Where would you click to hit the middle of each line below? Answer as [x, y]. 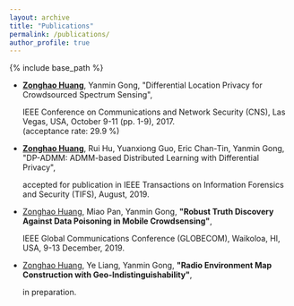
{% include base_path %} [56, 68]
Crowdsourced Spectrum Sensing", [87, 95]
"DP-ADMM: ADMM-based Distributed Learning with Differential [141, 158]
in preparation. [49, 293]
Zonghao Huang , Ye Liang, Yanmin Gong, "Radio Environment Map [147, 266]
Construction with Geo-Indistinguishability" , [107, 275]
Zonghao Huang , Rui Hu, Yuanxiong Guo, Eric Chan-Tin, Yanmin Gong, [153, 149]
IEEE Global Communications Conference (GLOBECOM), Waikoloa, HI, [151, 239]
